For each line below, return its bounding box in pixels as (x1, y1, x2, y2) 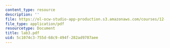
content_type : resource (5, 7, 56, 12)
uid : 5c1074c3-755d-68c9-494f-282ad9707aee (5, 35, 99, 40)
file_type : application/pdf (5, 21, 65, 26)
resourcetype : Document (5, 26, 56, 31)
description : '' (5, 12, 39, 17)
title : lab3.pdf (5, 30, 39, 35)
